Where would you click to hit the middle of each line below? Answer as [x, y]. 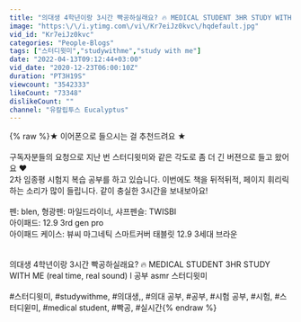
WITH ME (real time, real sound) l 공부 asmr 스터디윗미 [109, 276]
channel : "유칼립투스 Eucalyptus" [69, 110]
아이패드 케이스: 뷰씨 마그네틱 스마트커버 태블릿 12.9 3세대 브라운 [124, 234]
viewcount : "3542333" [50, 85]
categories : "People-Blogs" [62, 43]
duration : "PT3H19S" [48, 76]
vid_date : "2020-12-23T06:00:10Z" [74, 68]
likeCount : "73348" [46, 93]
